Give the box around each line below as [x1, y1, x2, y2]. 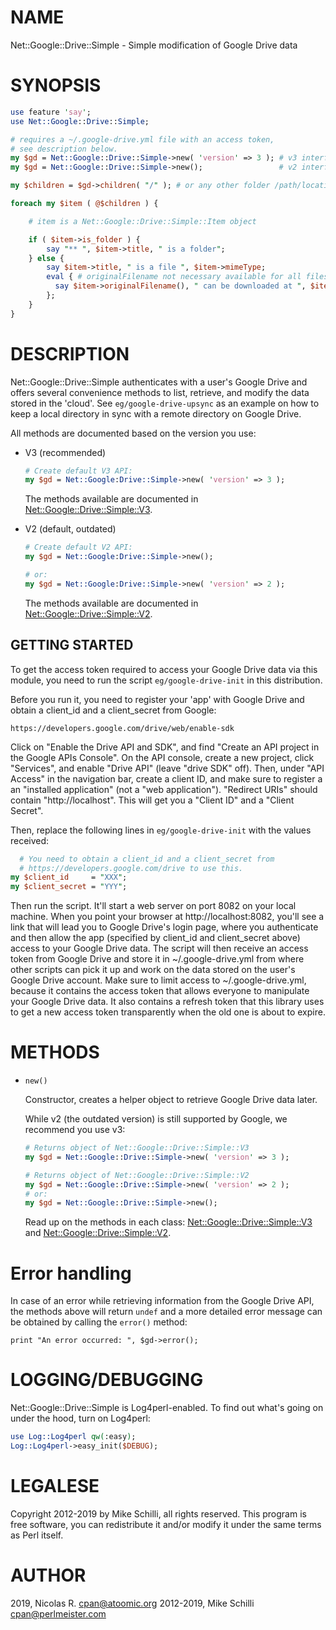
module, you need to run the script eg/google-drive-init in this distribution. [10, 674, 323, 686]
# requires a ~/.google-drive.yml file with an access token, [10, 134, 275, 145]
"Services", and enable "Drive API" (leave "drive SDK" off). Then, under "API [10, 762, 325, 774]
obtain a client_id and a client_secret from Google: [10, 704, 217, 716]
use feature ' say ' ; [10, 107, 92, 117]
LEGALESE [10, 1475, 100, 1498]
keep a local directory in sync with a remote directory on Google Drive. [10, 407, 302, 420]
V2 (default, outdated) [24, 523, 117, 535]
